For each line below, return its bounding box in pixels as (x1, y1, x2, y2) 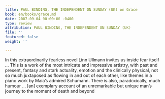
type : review (5, 21, 32, 26)
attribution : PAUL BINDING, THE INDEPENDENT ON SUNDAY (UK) (5, 25, 132, 30)
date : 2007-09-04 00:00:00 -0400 (5, 16, 74, 21)
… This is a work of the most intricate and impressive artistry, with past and (5, 62, 158, 68)
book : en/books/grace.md (5, 12, 56, 17)
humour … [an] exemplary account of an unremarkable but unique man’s (5, 83, 152, 89)
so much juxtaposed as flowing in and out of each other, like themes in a (5, 72, 152, 78)
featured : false (5, 35, 38, 40)
